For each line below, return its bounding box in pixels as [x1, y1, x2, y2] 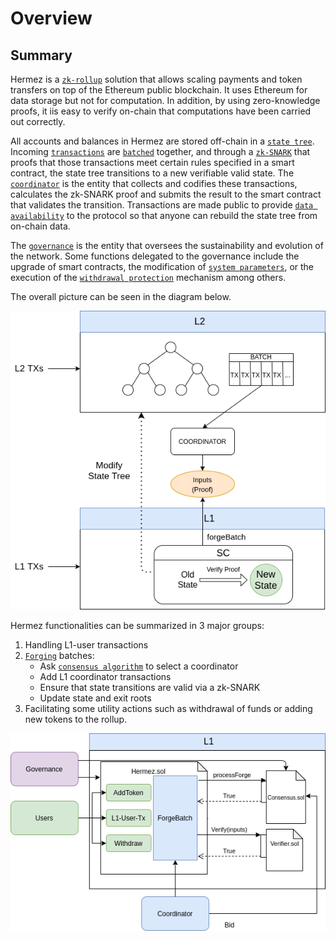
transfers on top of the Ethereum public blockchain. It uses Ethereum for [10, 84, 308, 96]
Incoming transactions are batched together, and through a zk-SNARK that [10, 146, 311, 157]
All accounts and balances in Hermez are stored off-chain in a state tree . [10, 135, 315, 147]
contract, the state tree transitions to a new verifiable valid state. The [10, 167, 295, 179]
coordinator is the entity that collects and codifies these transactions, [10, 178, 298, 189]
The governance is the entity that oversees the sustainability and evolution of [10, 240, 324, 251]
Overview [10, 7, 93, 30]
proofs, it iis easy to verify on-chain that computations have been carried [10, 105, 312, 117]
